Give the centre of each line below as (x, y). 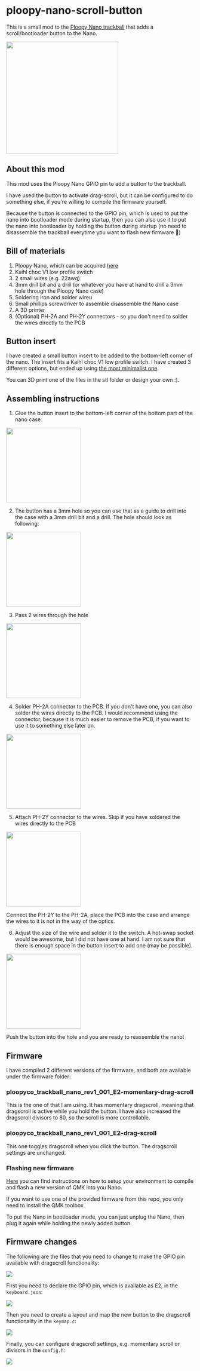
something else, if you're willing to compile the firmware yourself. (87, 201)
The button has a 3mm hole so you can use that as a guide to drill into (101, 511)
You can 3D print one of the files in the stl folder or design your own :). (93, 380)
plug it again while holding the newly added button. (69, 1223)
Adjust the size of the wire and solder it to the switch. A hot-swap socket (104, 933)
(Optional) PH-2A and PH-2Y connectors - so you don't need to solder (101, 316)
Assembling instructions (53, 399)
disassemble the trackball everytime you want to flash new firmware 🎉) (93, 232)
